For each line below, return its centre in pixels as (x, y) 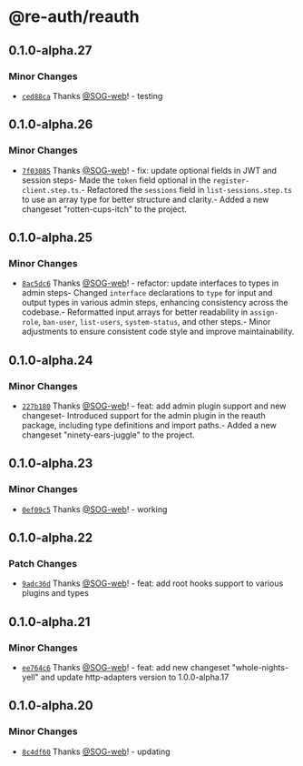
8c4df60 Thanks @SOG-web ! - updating (96, 751)
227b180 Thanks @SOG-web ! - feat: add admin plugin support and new (154, 406)
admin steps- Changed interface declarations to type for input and (147, 293)
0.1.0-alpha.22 (50, 538)
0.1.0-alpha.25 (50, 237)
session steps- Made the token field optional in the (116, 180)
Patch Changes (43, 563)
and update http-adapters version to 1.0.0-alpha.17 (135, 677)
